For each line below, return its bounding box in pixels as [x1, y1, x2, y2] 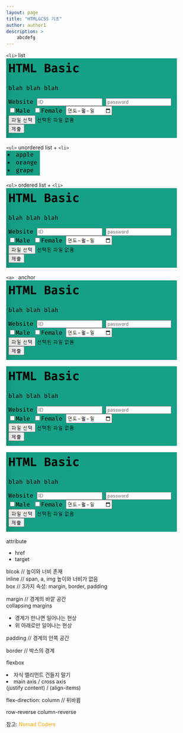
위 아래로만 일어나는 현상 [14, 622, 72, 629]
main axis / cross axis [14, 678, 66, 685]
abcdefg [17, 35, 36, 41]
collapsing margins [6, 602, 52, 609]
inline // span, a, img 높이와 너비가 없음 [6, 575, 98, 582]
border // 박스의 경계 [6, 647, 55, 654]
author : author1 [6, 22, 46, 28]
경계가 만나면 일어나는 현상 [14, 615, 77, 622]
